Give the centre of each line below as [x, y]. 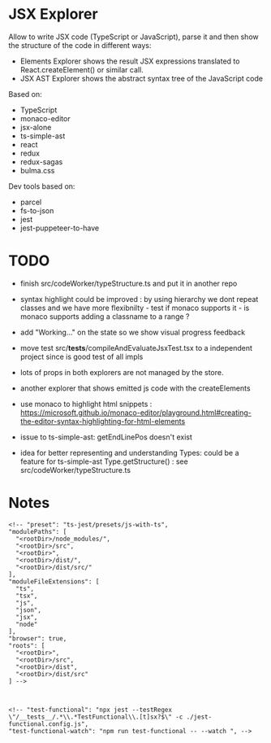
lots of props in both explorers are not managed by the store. [122, 372]
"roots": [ [27, 645]
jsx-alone [36, 127]
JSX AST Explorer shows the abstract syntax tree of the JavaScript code [142, 78]
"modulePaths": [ [38, 531]
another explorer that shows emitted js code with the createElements [135, 388]
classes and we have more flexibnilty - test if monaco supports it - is [135, 308]
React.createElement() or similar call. [82, 69]
